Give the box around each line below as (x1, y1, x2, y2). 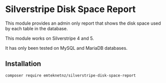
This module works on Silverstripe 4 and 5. (5, 35, 94, 41)
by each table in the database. (5, 25, 68, 31)
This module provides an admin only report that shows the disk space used (5, 20, 161, 26)
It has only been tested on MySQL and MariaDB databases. (5, 45, 128, 51)
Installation (5, 59, 41, 68)
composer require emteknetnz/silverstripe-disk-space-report (5, 73, 136, 78)
